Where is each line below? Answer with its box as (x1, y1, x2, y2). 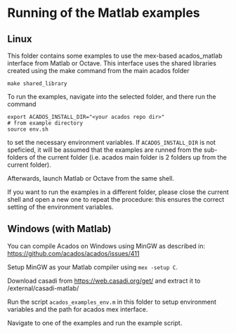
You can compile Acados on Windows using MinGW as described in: (7, 241, 206, 250)
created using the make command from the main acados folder (7, 67, 190, 75)
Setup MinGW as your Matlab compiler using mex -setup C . (7, 262, 178, 271)
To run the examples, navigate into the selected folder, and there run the (7, 93, 216, 101)
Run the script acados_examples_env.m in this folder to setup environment (7, 297, 216, 306)
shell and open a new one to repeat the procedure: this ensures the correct (7, 195, 225, 203)
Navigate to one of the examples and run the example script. (7, 319, 183, 327)
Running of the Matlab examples (7, 5, 200, 21)
